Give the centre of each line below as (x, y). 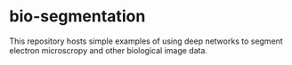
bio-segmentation (77, 16)
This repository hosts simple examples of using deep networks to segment (146, 41)
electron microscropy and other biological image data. (108, 50)
